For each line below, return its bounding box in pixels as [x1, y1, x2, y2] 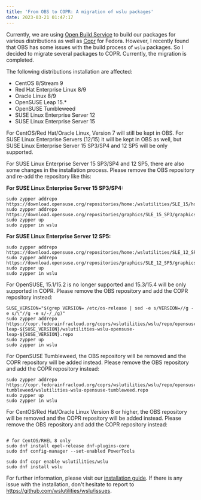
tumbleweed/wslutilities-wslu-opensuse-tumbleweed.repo [6, 387, 148, 393]
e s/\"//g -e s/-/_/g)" [6, 310, 66, 316]
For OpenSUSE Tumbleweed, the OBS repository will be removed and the [6, 352, 187, 359]
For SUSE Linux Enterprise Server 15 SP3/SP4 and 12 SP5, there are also [6, 160, 185, 167]
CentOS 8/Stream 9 [14, 79, 64, 87]
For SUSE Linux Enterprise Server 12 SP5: [6, 232, 111, 240]
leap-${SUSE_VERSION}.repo [6, 331, 74, 337]
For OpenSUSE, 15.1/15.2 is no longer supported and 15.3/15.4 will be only [6, 281, 187, 288]
